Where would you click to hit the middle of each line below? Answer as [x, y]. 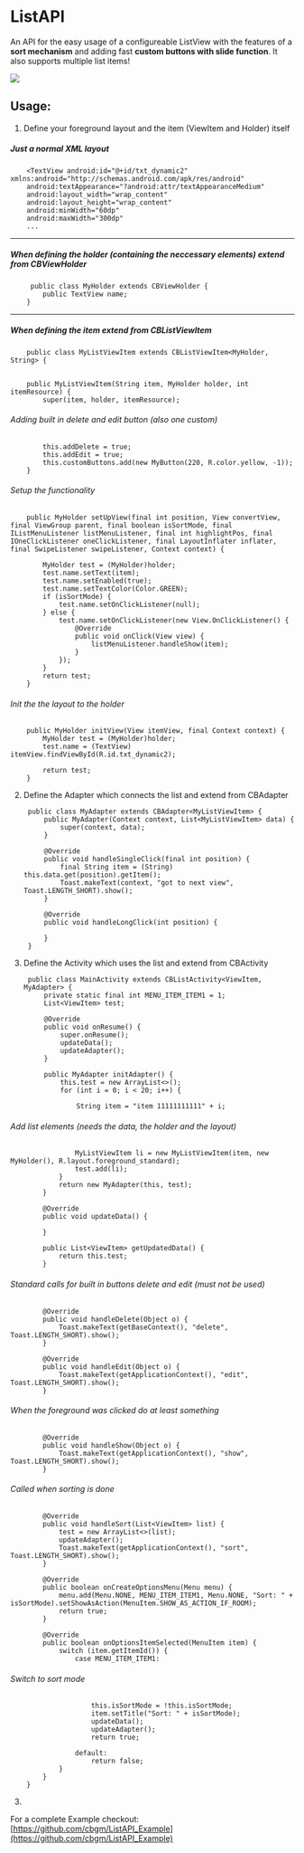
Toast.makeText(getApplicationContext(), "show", [153, 1453]
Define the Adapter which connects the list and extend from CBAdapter [156, 795]
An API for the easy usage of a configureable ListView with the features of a [151, 42]
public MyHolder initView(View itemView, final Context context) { [156, 731]
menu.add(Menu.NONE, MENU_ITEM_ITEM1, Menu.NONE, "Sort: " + [176, 1596]
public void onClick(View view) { [139, 637]
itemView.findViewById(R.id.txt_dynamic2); [93, 755]
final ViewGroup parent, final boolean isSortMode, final [121, 526]
